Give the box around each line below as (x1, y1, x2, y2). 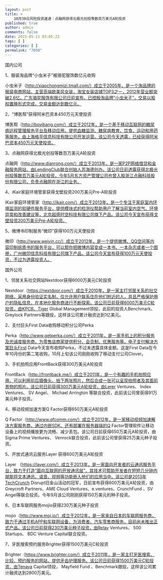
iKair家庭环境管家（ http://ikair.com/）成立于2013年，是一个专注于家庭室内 (5, 199, 153, 205)
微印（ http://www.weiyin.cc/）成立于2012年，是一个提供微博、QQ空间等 (5, 238, 150, 244)
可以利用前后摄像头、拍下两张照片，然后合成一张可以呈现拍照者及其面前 (13, 378, 158, 383)
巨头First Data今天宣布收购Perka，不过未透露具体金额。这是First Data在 (9, 344, 153, 350)
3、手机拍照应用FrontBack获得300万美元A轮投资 (5, 361, 103, 367)
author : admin (5, 25, 34, 30)
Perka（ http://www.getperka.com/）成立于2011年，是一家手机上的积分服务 (5, 332, 155, 338)
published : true (5, 20, 38, 26)
